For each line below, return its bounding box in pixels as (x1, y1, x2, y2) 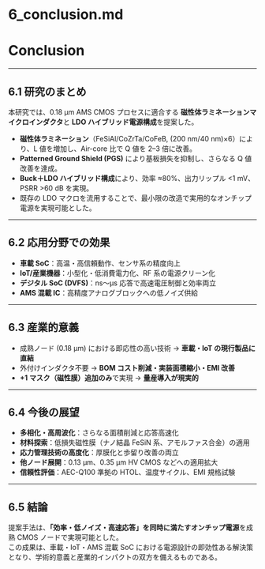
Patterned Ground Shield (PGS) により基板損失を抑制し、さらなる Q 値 (19, 153, 252, 163)
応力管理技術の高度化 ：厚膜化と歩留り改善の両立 (19, 448, 179, 458)
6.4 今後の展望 (8, 405, 80, 419)
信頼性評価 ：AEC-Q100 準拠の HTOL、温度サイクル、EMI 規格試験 (19, 468, 236, 477)
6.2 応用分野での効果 (8, 236, 110, 250)
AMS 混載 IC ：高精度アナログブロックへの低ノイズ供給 (19, 288, 199, 297)
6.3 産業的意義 (8, 321, 80, 334)
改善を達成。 (19, 164, 62, 173)
